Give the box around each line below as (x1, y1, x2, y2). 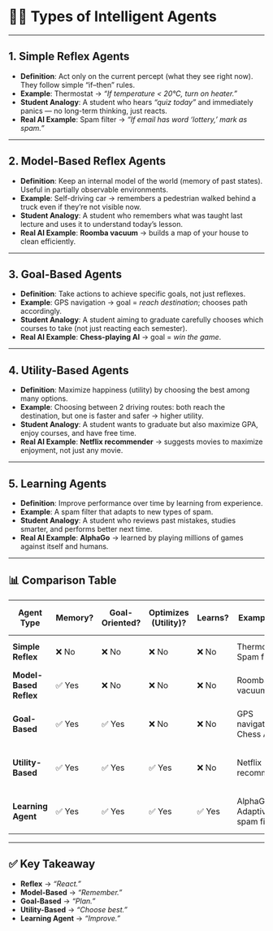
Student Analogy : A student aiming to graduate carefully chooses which (19, 315, 264, 324)
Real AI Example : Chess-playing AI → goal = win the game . (19, 333, 222, 342)
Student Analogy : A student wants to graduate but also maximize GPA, (19, 420, 258, 429)
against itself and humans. (19, 542, 109, 551)
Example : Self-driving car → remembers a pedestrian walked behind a (19, 193, 257, 202)
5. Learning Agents (8, 476, 107, 490)
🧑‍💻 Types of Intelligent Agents (8, 7, 217, 26)
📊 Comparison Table (8, 573, 117, 588)
